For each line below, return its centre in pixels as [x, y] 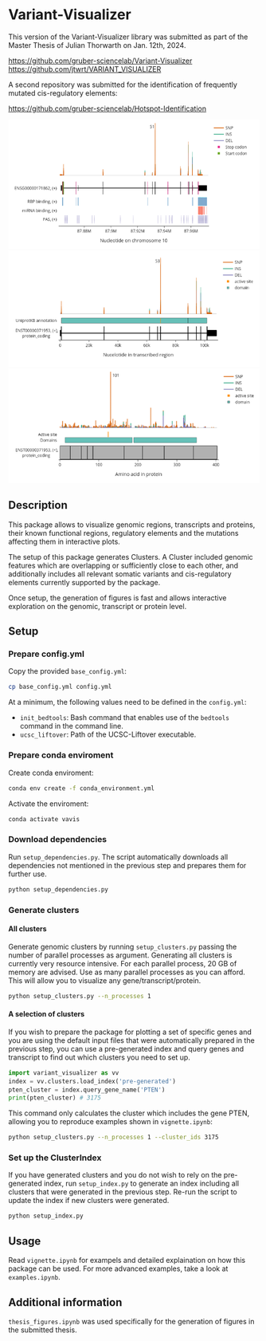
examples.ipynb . [35, 1277]
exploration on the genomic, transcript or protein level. [98, 606]
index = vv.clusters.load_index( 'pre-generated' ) [92, 1081]
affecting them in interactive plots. [65, 541]
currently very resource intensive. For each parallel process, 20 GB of [123, 963]
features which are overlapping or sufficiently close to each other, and [123, 565]
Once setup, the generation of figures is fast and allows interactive [117, 598]
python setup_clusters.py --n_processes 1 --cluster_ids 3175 [113, 1138]
